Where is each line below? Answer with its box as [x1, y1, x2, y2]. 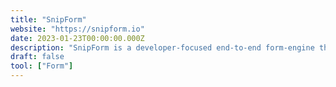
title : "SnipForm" [10, 14, 87, 25]
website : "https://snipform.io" [10, 24, 145, 34]
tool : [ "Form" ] [10, 61, 74, 71]
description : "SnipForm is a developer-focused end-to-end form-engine [10, 42, 315, 53]
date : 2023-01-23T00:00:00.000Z [10, 33, 145, 43]
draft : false [10, 52, 65, 62]
